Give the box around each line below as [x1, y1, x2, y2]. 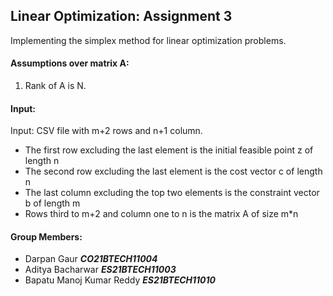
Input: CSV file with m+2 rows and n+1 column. [10, 125, 203, 137]
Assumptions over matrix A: [10, 57, 130, 69]
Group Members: [10, 230, 83, 243]
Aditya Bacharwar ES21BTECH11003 [24, 264, 177, 276]
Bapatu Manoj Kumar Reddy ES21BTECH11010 [24, 274, 217, 286]
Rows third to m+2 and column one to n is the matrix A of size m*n [24, 208, 299, 220]
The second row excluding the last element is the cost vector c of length [24, 165, 323, 178]
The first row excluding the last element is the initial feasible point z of [24, 144, 314, 156]
